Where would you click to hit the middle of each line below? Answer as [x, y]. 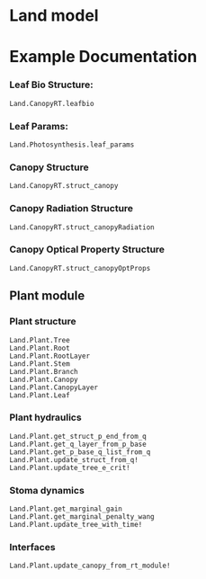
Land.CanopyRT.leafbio [52, 103]
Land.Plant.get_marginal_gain [66, 509]
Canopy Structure [49, 167]
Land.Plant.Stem [40, 364]
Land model [54, 16]
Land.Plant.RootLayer [50, 356]
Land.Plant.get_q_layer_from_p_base [78, 444]
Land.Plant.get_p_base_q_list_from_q [80, 452]
